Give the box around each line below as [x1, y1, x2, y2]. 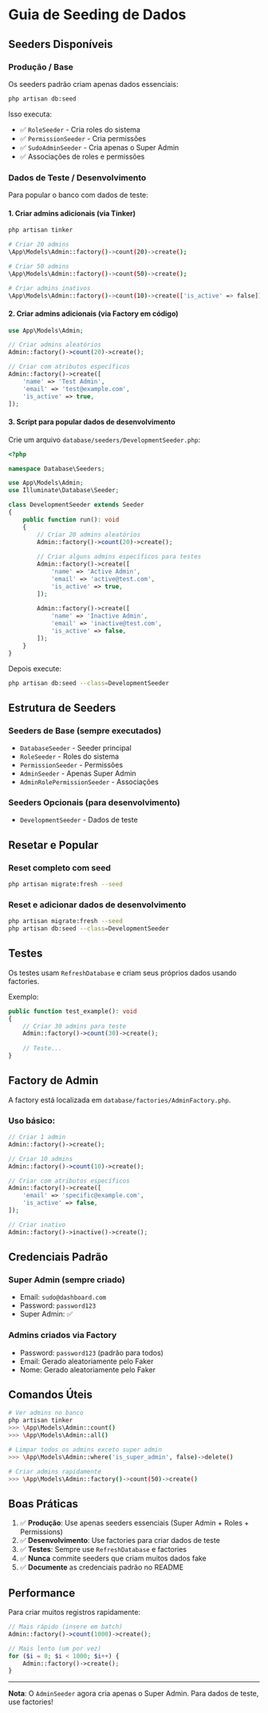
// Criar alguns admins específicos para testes [37, 553, 202, 561]
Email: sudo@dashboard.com [19, 1293, 106, 1302]
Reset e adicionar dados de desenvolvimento [8, 899, 187, 910]
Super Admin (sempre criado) [8, 1274, 125, 1285]
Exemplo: [8, 992, 39, 1001]
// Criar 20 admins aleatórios [37, 531, 141, 539]
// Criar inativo [8, 1221, 66, 1229]
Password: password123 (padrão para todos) [19, 1348, 164, 1357]
